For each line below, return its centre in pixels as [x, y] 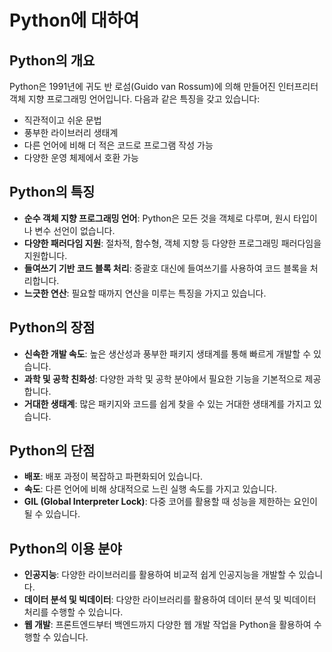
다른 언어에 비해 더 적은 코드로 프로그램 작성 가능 [118, 145]
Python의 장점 [52, 327]
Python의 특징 [52, 192]
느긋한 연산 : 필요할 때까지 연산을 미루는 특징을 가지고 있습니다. [145, 293]
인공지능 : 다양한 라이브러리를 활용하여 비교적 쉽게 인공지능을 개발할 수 [160, 575]
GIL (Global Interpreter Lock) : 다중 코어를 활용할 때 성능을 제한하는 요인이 [170, 502]
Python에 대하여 [74, 20]
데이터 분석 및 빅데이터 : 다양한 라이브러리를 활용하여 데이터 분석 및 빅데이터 [170, 600]
